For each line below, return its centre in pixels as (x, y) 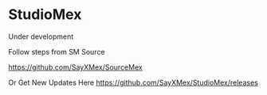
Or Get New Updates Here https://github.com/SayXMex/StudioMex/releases (133, 82)
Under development (41, 36)
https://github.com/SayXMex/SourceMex (76, 67)
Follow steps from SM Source (57, 51)
